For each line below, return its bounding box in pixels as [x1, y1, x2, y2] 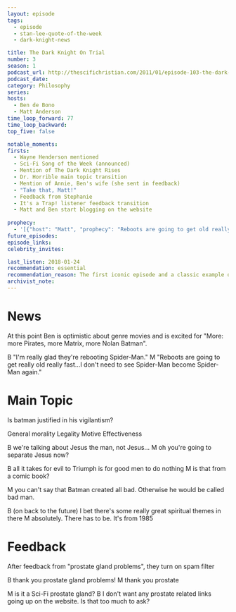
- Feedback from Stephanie [13, 193, 93, 200]
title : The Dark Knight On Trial [7, 49, 105, 56]
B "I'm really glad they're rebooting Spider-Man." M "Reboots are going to [7, 353, 221, 361]
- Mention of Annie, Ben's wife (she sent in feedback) [13, 180, 181, 187]
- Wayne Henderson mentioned [13, 154, 99, 161]
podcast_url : [7, 68, 46, 76]
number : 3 [7, 56, 37, 63]
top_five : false [7, 128, 55, 135]
